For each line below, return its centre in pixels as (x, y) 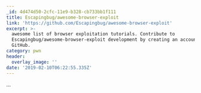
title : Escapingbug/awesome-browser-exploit (63, 17)
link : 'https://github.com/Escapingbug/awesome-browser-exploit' (89, 23)
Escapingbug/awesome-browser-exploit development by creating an (95, 40)
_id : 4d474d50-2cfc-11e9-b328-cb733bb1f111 (61, 12)
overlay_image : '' (35, 62)
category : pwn (24, 51)
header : (16, 56)
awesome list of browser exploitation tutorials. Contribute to (93, 34)
